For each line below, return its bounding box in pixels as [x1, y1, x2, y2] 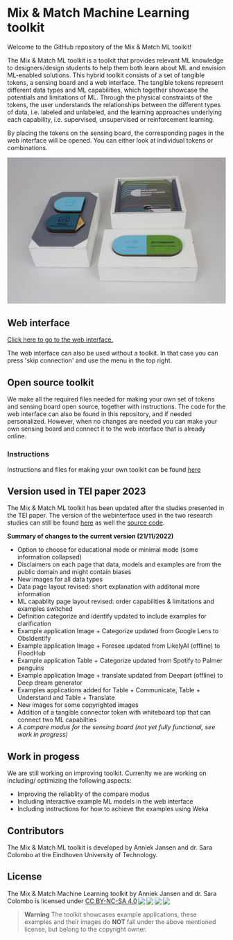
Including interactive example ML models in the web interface [17, 797, 193, 806]
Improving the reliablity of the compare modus [17, 790, 150, 798]
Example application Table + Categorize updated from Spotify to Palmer [17, 656, 223, 665]
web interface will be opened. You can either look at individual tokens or [7, 136, 214, 144]
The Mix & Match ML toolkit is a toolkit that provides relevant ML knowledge [7, 56, 224, 64]
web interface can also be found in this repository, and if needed [7, 410, 192, 418]
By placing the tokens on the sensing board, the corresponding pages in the [7, 129, 225, 137]
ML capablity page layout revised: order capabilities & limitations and [17, 597, 214, 606]
